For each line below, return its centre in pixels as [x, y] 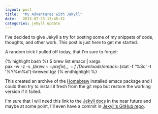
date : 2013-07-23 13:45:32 [35, 19]
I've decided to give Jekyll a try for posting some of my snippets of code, [79, 37]
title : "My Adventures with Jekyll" [44, 14]
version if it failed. [23, 91]
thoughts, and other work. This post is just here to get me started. [72, 43]
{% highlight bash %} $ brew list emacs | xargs [53, 61]
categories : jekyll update [33, 23]
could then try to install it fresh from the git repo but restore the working [78, 87]
